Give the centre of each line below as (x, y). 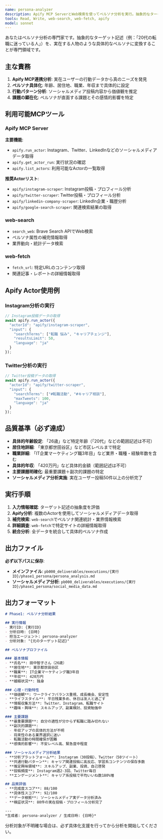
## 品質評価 (16, 784)
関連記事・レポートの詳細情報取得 (46, 274)
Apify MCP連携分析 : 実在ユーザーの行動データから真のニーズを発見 (79, 79)
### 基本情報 (17, 658)
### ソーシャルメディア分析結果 (33, 753)
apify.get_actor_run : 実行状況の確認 (49, 162)
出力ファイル (24, 548)
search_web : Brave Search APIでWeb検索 (52, 231)
